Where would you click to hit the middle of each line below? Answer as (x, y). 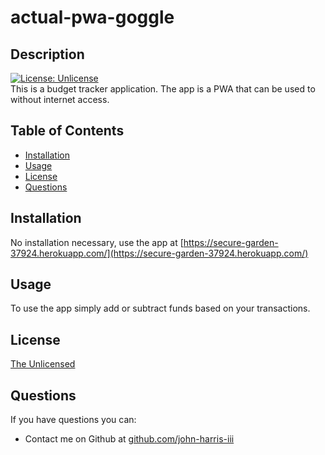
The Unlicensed (43, 364)
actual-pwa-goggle (92, 17)
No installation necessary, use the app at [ (97, 242)
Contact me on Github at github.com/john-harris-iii (129, 439)
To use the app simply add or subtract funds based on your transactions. (160, 308)
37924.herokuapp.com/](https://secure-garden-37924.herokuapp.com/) (159, 253)
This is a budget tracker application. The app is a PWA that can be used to (163, 89)
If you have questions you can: (73, 420)
